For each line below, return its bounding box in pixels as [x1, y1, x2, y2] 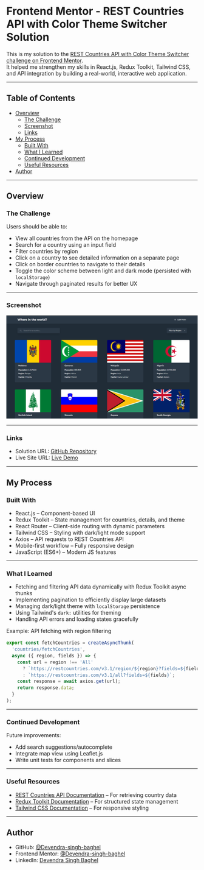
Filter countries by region [15, 248, 78, 255]
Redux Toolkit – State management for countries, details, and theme [15, 516, 185, 523]
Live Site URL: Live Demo [15, 454, 78, 461]
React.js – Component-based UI [15, 509, 95, 517]
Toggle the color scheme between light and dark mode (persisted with [15, 267, 191, 275]
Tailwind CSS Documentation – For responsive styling [15, 804, 149, 812]
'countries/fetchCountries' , [12, 646, 86, 652]
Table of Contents [6, 93, 76, 104]
